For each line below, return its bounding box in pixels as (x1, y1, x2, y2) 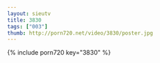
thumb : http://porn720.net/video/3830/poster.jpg (7, 29, 154, 37)
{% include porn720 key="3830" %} (7, 48, 111, 57)
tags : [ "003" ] (7, 23, 48, 30)
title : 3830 (7, 17, 42, 24)
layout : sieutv (7, 10, 51, 17)
